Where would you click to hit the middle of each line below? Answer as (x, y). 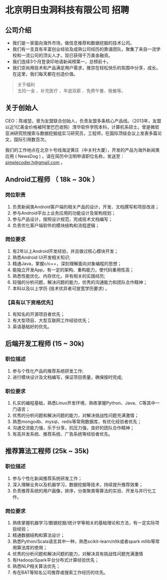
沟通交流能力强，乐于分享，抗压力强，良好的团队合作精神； (73, 428)
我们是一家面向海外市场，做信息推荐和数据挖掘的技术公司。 (73, 43)
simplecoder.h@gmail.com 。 (35, 162)
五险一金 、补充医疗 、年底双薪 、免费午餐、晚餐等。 (71, 91)
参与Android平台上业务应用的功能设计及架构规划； (64, 213)
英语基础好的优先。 (32, 327)
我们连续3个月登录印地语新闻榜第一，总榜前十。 (62, 62)
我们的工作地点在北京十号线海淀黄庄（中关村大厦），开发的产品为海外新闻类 (83, 150)
